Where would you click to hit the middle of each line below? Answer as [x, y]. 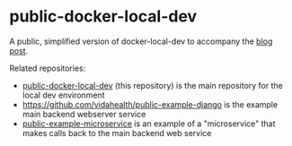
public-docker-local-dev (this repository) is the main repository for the [152, 85]
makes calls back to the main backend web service [117, 133]
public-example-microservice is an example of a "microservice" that [149, 124]
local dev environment [63, 95]
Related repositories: [48, 68]
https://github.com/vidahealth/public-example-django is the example [150, 104]
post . [19, 50]
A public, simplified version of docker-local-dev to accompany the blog [141, 41]
